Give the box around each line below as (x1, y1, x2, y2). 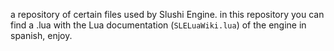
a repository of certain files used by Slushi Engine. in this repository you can (10, 9, 325, 20)
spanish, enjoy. (10, 30, 73, 41)
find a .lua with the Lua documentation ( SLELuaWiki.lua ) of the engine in (10, 19, 307, 31)
